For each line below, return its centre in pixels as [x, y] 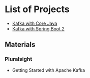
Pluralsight [19, 59]
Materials [20, 45]
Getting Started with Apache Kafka [49, 70]
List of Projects [37, 9]
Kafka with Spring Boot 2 [38, 28]
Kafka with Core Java [35, 23]
